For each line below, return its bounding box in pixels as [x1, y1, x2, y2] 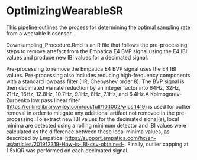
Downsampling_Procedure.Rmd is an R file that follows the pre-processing [6, 41, 188, 48]
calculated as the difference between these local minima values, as [6, 128, 170, 135]
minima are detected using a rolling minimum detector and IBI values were [6, 122, 186, 129]
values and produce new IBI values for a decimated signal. [6, 54, 148, 61]
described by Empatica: [6, 134, 64, 141]
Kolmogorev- [150, 90, 182, 97]
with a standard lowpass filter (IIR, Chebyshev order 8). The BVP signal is [6, 78, 185, 85]
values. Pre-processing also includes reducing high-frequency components [6, 71, 190, 79]
